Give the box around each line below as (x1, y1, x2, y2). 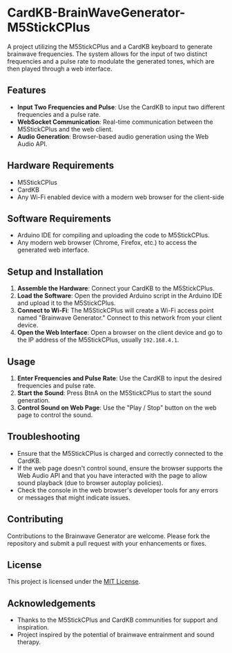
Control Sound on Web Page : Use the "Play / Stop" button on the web (17, 403, 217, 412)
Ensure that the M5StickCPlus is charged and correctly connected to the (17, 449, 223, 457)
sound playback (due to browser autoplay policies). (17, 479, 164, 487)
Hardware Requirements (7, 160, 115, 172)
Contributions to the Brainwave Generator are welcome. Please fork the (7, 531, 211, 540)
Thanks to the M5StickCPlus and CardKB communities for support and (17, 616, 218, 624)
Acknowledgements (7, 597, 96, 609)
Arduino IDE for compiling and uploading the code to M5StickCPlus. (17, 231, 210, 239)
